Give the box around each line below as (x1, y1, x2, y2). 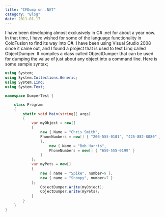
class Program (14, 102, 43, 107)
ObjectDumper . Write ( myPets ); (40, 189, 100, 194)
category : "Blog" (5, 12, 41, 17)
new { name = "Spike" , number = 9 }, (40, 171, 113, 176)
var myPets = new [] (31, 162, 71, 167)
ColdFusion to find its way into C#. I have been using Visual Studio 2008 (5, 40, 151, 46)
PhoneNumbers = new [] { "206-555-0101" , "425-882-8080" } (40, 134, 162, 139)
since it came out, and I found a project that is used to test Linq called (5, 45, 146, 52)
